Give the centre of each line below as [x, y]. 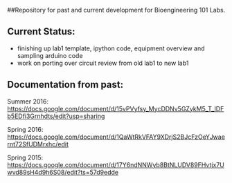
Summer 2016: [28, 101]
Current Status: [41, 31]
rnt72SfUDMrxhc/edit [38, 144]
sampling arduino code [50, 55]
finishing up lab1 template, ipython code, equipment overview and [111, 48]
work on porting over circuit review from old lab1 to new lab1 [103, 63]
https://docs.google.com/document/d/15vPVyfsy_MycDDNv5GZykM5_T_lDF [116, 108]
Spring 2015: [25, 157]
